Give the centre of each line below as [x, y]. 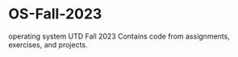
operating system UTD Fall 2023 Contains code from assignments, [119, 36]
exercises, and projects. [48, 44]
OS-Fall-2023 [55, 14]
